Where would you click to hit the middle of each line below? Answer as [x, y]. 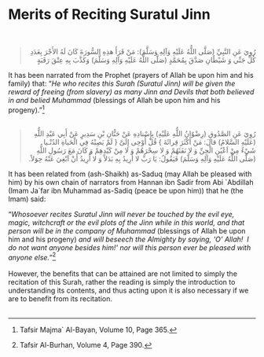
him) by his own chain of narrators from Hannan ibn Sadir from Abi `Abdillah [131, 182]
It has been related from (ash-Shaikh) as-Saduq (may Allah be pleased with [130, 174]
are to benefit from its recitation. [60, 299]
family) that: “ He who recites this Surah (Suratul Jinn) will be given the [122, 83]
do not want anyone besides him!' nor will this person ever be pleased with [130, 247]
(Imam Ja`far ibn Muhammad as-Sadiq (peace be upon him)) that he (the [126, 190]
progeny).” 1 [26, 109]
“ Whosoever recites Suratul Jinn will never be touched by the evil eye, [121, 214]
